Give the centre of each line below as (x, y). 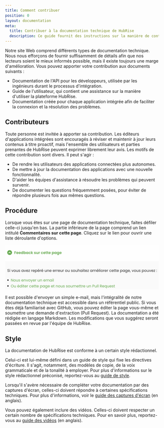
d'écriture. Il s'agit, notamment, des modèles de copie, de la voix (70, 365)
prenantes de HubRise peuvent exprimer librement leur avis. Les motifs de (80, 150)
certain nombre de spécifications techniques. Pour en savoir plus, (71, 415)
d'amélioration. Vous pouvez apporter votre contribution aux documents (78, 66)
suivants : (15, 71)
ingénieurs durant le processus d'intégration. (57, 86)
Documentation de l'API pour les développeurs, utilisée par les (75, 81)
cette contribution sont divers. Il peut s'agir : (50, 154)
